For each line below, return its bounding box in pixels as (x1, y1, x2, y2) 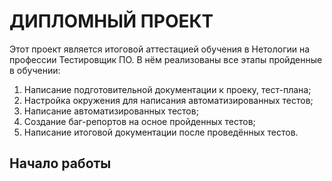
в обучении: (9, 64, 61, 76)
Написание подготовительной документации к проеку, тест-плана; (23, 83, 312, 95)
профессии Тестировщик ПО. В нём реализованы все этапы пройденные (9, 53, 323, 65)
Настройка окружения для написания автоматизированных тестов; (23, 94, 314, 106)
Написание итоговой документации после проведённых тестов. (23, 126, 299, 138)
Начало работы (9, 155, 112, 172)
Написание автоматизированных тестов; (23, 105, 199, 117)
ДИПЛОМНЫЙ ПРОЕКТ (9, 10, 214, 33)
